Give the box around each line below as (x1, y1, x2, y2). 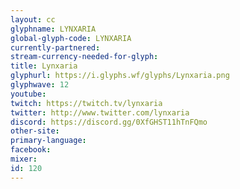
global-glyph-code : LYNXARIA (10, 33, 132, 43)
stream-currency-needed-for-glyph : (10, 52, 159, 62)
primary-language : (10, 136, 87, 146)
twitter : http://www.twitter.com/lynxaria (10, 107, 190, 118)
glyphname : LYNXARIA (10, 24, 97, 34)
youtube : (10, 89, 47, 99)
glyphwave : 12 (10, 80, 70, 90)
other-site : (10, 126, 60, 136)
